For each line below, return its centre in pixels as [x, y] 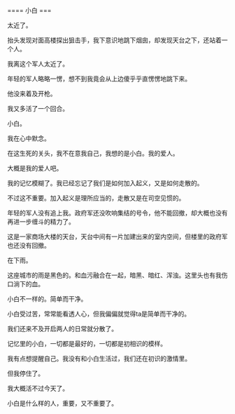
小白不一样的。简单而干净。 [47, 299]
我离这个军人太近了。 [38, 64]
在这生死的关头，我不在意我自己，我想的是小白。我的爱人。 [93, 153]
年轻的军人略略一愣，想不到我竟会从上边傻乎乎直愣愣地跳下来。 [99, 79]
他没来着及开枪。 [32, 94]
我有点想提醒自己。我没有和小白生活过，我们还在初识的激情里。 [99, 359]
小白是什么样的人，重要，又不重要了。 [62, 403]
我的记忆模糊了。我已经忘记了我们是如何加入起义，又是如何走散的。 [105, 183]
